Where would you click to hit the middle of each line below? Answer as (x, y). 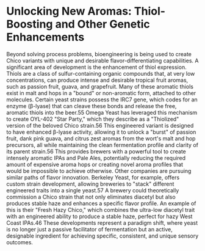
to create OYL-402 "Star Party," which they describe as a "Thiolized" (93, 119)
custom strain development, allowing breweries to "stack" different (90, 184)
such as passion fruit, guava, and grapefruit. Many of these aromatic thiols (100, 86)
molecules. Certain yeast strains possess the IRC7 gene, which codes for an (102, 100)
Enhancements (45, 37)
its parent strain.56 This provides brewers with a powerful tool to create (96, 151)
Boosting (30, 24)
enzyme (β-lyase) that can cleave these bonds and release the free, (92, 106)
